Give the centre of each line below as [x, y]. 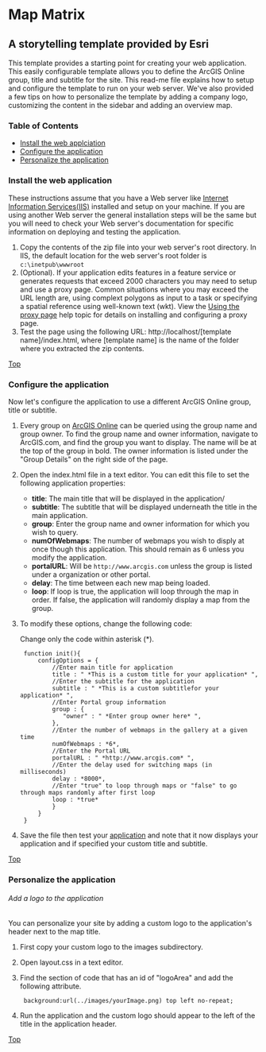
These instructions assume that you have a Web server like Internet [118, 198]
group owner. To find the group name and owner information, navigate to [139, 434]
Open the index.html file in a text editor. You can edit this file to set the [135, 474]
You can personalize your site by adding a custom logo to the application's [130, 923]
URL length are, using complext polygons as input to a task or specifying [139, 298]
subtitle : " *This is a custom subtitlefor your [136, 688]
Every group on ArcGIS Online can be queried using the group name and [138, 425]
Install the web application [60, 180]
